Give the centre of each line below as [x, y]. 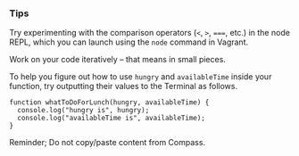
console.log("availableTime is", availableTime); [111, 119]
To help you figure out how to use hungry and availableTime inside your [141, 77]
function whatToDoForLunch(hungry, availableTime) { [109, 103]
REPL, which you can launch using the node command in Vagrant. [129, 42]
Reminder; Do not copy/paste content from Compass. [108, 143]
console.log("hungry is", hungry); [83, 111]
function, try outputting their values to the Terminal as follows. [124, 86]
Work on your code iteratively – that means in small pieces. [117, 60]
